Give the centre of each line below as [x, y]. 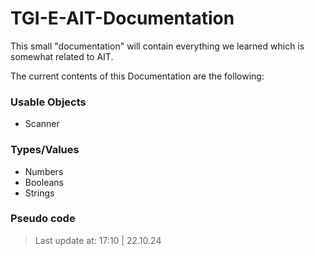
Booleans [44, 182]
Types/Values [45, 150]
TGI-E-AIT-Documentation [122, 18]
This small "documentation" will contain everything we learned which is [157, 46]
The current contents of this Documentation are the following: [137, 76]
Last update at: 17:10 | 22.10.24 [98, 240]
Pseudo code [43, 219]
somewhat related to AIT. [62, 56]
